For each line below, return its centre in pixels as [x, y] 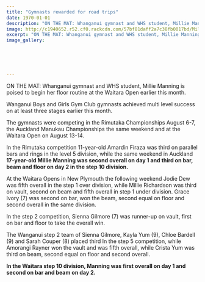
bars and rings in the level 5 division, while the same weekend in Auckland [100, 154]
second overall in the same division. [51, 204]
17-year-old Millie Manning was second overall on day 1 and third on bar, [100, 161]
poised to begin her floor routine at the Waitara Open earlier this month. [96, 93]
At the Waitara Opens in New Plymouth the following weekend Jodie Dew [98, 179]
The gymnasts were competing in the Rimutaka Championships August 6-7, [101, 123]
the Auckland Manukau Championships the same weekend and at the [94, 129]
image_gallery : [26, 40]
